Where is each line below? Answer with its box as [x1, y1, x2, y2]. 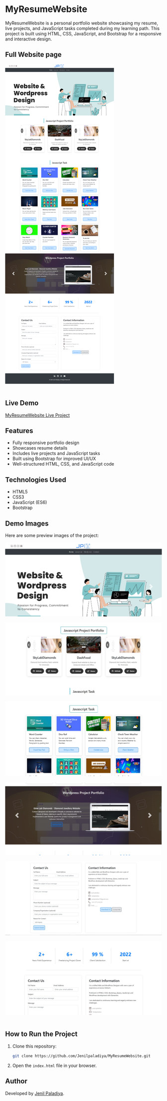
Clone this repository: [12, 1043, 57, 1049]
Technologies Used [5, 476, 66, 484]
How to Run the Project [5, 1030, 78, 1039]
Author [5, 1077, 27, 1086]
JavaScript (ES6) [12, 500, 47, 506]
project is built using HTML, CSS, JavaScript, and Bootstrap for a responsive [5, 30, 162, 36]
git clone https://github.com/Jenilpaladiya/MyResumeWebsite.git [12, 1053, 151, 1059]
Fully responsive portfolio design [12, 440, 80, 446]
